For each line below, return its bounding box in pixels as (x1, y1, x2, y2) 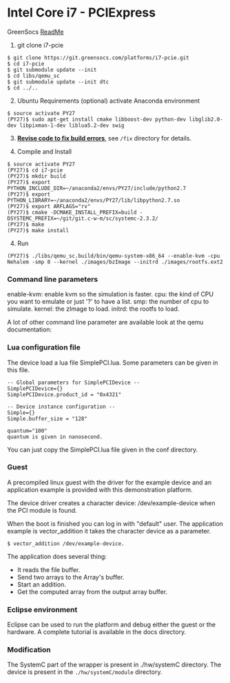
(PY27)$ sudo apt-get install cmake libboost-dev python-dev (7, 116, 187, 123)
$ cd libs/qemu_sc (7, 72, 60, 79)
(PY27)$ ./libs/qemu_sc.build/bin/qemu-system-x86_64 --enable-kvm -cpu (7, 252, 220, 259)
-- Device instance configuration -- (7, 403, 116, 410)
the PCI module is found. (7, 506, 77, 514)
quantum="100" (7, 427, 48, 434)
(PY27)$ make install (7, 227, 70, 234)
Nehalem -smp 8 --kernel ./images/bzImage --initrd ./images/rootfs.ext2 (7, 258, 224, 265)
